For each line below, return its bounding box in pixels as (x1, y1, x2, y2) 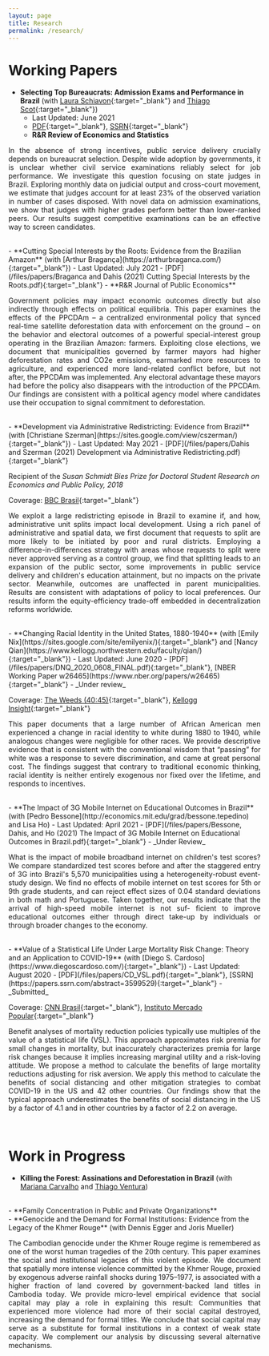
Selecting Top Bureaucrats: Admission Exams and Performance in (19, 87, 244, 97)
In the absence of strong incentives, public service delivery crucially (8, 146, 261, 155)
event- (239, 870, 261, 879)
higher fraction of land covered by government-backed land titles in (8, 1281, 261, 1290)
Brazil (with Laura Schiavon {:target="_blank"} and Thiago (19, 96, 211, 106)
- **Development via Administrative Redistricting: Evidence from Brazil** (8, 422, 251, 432)
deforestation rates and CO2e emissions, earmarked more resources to (8, 356, 261, 365)
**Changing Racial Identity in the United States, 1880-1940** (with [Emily (13, 629, 259, 638)
